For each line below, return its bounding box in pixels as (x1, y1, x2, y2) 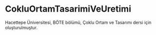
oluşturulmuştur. (5, 24, 38, 30)
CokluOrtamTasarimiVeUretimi (5, 3, 131, 15)
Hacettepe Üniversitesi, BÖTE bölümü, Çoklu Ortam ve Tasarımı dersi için (5, 19, 152, 25)
